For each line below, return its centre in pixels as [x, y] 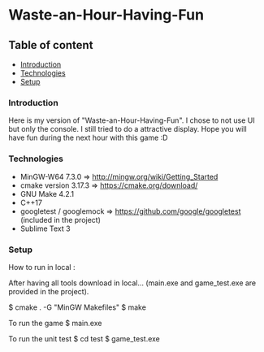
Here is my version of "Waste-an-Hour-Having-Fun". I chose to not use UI [132, 120]
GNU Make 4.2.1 [47, 193]
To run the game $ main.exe [55, 323]
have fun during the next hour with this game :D [88, 138]
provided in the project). [49, 291]
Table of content [51, 45]
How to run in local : [42, 267]
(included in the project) [61, 219]
